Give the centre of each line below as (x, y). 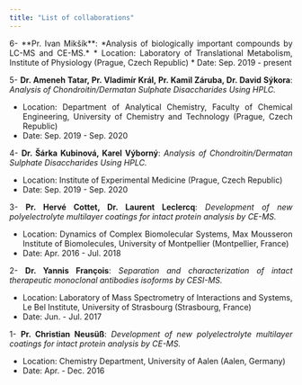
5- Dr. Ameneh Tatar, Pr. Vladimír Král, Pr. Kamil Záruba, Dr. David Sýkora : (151, 80)
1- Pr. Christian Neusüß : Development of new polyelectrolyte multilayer (151, 334)
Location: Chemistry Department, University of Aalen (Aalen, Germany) (154, 361)
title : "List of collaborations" (72, 18)
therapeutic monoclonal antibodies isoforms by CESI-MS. (116, 280)
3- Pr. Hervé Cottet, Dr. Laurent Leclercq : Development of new (151, 207)
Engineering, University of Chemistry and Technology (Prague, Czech (157, 116)
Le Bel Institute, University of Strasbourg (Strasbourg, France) (137, 307)
